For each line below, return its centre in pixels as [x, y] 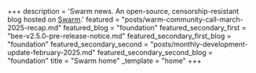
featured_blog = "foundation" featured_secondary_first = [155, 28]
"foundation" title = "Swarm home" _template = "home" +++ [104, 61]
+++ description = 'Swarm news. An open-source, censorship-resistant [123, 11]
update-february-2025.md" [51, 52]
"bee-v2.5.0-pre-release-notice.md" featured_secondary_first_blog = [120, 36]
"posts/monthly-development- [199, 44]
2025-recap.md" [35, 28]
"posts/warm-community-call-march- [183, 19]
